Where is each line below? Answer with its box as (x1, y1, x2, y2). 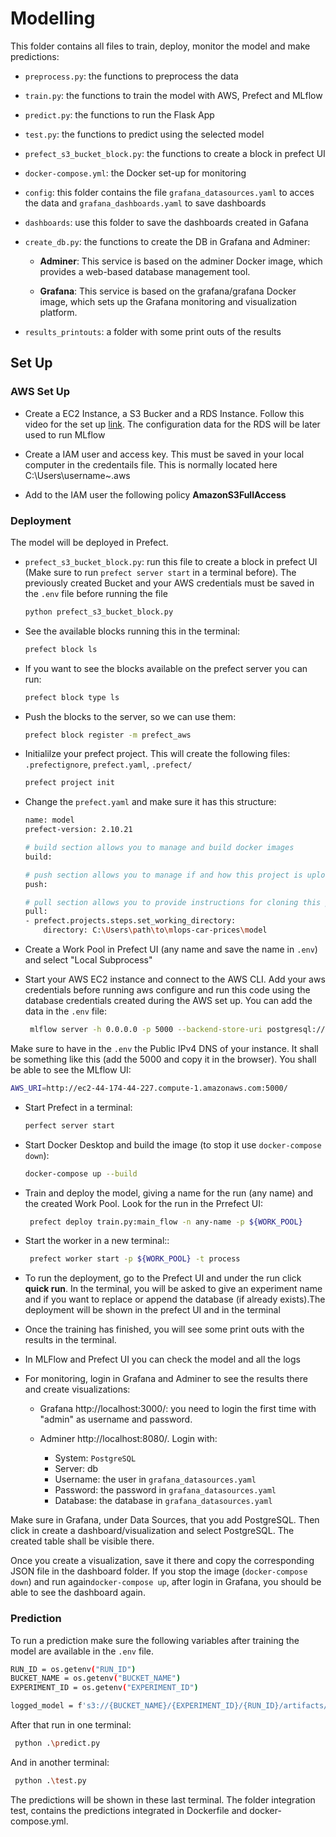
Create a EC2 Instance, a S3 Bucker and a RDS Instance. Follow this (24, 407, 305, 419)
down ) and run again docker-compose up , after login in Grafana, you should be (10, 1576, 322, 1588)
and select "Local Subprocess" (24, 954, 153, 966)
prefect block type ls (24, 692, 120, 702)
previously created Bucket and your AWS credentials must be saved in (24, 577, 315, 589)
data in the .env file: (24, 1005, 107, 1017)
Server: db (54, 1463, 99, 1475)
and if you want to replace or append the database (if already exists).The (24, 1293, 326, 1306)
